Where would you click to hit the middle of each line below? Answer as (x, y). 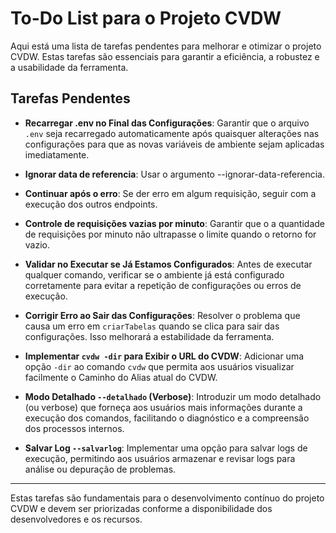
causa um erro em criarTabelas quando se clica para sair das (152, 326)
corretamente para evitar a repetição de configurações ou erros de (163, 285)
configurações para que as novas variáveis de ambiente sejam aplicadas (174, 144)
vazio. (37, 244)
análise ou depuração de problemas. (100, 469)
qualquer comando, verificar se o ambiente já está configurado (154, 274)
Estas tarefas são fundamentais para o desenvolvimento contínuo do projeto (167, 498)
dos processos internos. (74, 428)
